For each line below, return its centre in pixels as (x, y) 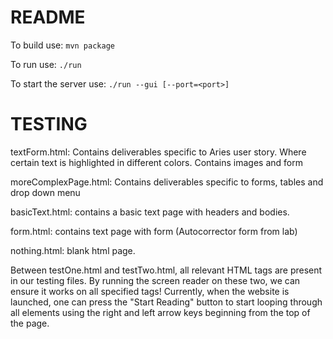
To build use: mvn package (62, 45)
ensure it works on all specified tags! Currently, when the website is (150, 291)
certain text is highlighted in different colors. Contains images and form (156, 162)
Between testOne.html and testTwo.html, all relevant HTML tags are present (166, 270)
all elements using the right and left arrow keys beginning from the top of (160, 312)
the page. (30, 323)
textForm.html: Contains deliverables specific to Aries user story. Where (158, 152)
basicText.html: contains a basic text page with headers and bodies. (150, 212)
